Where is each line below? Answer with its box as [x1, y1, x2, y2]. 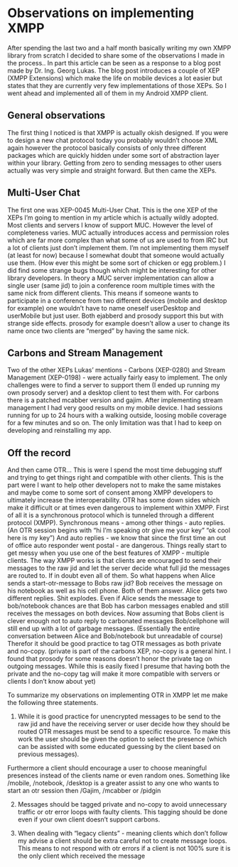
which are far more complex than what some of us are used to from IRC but [7, 236, 228, 244]
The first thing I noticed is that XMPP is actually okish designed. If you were [7, 128, 229, 136]
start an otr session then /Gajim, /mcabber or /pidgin [7, 787, 161, 795]
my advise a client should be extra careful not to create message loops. [17, 836, 227, 845]
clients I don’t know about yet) [7, 677, 96, 686]
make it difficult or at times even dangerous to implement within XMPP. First [7, 503, 229, 512]
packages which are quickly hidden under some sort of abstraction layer [7, 151, 220, 159]
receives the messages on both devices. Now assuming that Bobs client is [7, 609, 225, 618]
